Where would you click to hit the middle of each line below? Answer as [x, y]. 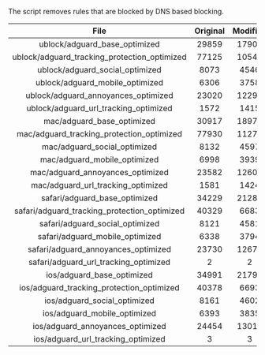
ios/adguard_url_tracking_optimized [99, 339]
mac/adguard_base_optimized [99, 121]
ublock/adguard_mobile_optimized [99, 82]
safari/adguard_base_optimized [99, 198]
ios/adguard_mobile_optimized [99, 313]
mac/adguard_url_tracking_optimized [99, 185]
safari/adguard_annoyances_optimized [99, 249]
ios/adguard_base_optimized [99, 275]
